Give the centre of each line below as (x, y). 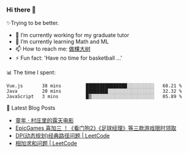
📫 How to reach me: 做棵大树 (53, 49)
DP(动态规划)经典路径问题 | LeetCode (62, 136)
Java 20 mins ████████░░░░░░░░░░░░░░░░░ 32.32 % (94, 91)
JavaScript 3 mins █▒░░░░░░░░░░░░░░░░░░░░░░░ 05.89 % (94, 97)
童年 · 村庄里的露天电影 (44, 121)
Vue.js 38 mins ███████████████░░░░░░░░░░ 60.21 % (94, 86)
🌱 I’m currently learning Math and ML (62, 41)
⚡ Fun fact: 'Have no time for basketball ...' (69, 58)
